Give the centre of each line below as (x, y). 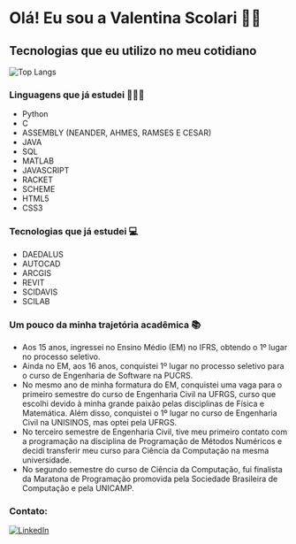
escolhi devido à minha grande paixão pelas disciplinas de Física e (143, 403)
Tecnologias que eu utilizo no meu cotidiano (133, 51)
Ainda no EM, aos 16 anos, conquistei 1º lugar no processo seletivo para (153, 365)
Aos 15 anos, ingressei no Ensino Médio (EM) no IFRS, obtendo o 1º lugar (155, 347)
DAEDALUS (43, 254)
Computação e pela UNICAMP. (78, 488)
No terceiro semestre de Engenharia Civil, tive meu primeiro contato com (155, 432)
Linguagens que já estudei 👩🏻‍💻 (77, 95)
